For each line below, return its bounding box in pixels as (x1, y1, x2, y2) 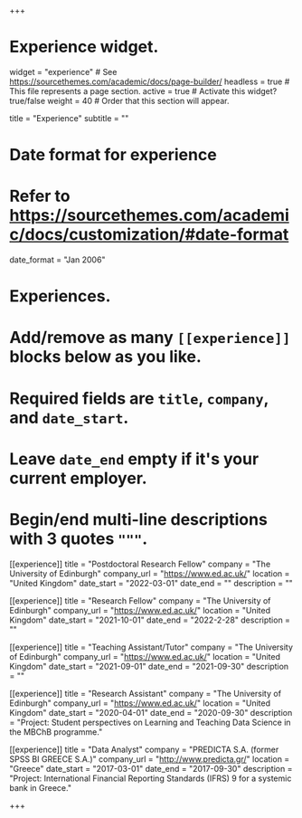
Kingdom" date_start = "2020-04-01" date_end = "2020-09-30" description (9, 707, 293, 718)
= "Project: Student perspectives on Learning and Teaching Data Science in (9, 717, 291, 728)
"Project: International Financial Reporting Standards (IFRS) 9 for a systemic (9, 773, 292, 784)
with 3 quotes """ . (9, 528, 148, 548)
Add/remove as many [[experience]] (9, 328, 291, 348)
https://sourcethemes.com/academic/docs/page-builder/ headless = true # (9, 76, 290, 87)
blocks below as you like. (9, 347, 202, 367)
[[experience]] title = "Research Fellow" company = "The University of (9, 594, 271, 606)
